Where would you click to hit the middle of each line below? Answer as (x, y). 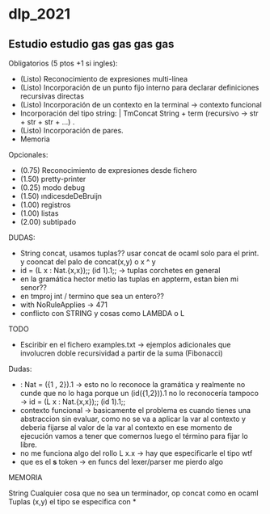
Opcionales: (28, 155)
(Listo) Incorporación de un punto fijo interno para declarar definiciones (139, 87)
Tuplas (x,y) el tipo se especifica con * (72, 501)
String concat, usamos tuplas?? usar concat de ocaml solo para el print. (139, 253)
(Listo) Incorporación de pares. (72, 131)
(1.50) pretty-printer (53, 179)
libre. (29, 444)
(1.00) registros (45, 204)
